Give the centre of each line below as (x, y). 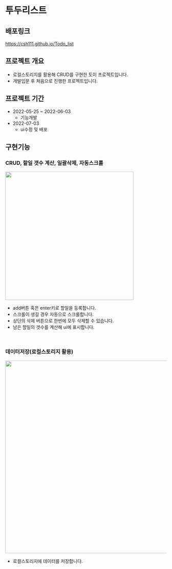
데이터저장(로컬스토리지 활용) (39, 352)
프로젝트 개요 (25, 61)
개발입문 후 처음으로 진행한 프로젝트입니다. (55, 81)
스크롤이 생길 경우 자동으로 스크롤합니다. (53, 314)
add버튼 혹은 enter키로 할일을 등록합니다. (54, 308)
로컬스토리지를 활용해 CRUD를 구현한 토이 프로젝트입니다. (70, 74)
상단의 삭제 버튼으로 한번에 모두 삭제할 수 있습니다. (63, 321)
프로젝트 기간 (25, 99)
